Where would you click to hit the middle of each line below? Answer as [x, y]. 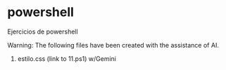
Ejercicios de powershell [43, 31]
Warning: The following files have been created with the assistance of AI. [113, 45]
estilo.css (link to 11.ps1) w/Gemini [67, 58]
